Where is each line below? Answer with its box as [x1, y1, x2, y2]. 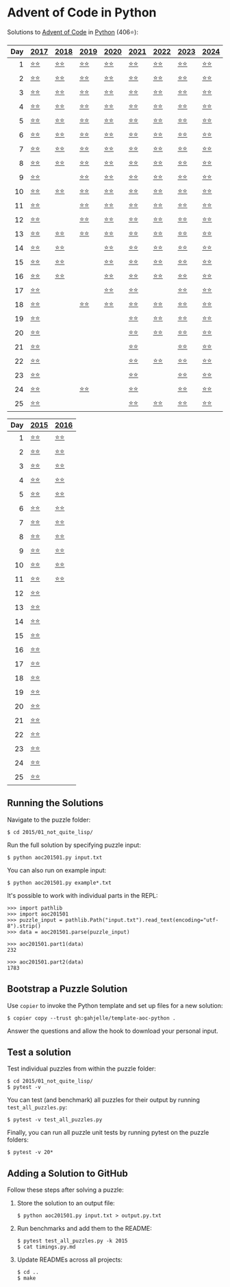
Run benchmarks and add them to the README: [16, 1225, 153, 1233]
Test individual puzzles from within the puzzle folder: [7, 1064, 156, 1073]
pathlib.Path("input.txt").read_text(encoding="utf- [65, 916, 219, 923]
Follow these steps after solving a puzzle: [7, 1186, 125, 1194]
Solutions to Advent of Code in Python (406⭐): [7, 27, 139, 36]
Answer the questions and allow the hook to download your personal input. [7, 1027, 219, 1035]
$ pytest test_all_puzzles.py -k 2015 [16, 1238, 128, 1245]
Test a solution [7, 1046, 72, 1058]
